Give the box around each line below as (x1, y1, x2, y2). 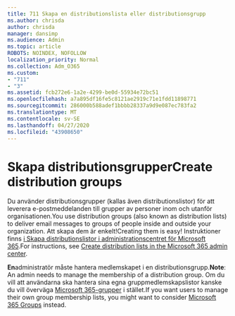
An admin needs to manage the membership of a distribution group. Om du (7, 271, 225, 279)
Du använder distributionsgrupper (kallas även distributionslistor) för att (7, 197, 215, 205)
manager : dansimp (7, 30, 58, 37)
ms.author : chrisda (7, 17, 65, 24)
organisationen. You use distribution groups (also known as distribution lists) (7, 212, 227, 221)
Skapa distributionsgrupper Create (7, 159, 213, 175)
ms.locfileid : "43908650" (7, 128, 83, 135)
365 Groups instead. (7, 300, 67, 309)
